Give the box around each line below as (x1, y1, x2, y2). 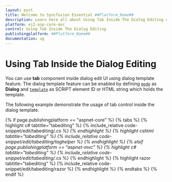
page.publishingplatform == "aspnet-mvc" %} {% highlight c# (5, 144, 137, 150)
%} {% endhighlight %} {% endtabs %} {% (67, 166, 158, 172)
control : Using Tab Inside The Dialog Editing (5, 27, 106, 32)
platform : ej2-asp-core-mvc (5, 22, 66, 27)
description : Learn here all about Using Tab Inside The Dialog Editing (5, 17, 164, 22)
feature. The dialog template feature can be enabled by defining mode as (5, 80, 157, 87)
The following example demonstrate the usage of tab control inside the (5, 101, 155, 108)
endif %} (5, 171, 24, 177)
